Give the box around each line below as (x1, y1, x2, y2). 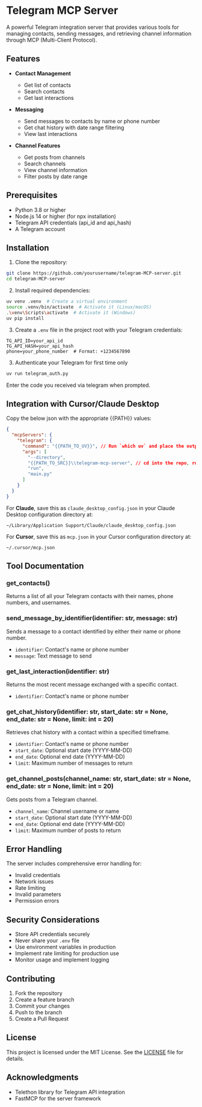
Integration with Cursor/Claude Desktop (6, 398, 159, 409)
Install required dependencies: (14, 287, 91, 294)
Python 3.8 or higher (14, 206, 66, 214)
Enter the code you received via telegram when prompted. (6, 381, 151, 389)
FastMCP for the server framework (14, 1094, 101, 1102)
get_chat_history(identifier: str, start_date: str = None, (6, 708, 168, 716)
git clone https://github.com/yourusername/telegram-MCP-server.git (6, 270, 182, 277)
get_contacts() (6, 579, 50, 587)
